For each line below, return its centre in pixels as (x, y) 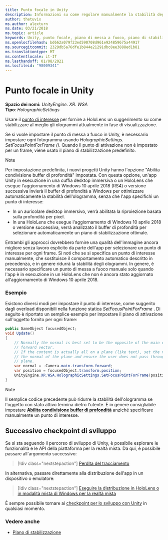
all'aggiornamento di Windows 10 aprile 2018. (52, 280)
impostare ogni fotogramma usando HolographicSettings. (64, 140)
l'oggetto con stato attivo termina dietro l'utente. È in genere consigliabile (80, 404)
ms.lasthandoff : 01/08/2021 (34, 61)
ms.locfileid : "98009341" (32, 66)
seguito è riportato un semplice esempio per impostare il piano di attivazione (84, 314)
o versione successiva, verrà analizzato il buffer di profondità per (79, 227)
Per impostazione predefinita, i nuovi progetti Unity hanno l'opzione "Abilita (82, 170)
